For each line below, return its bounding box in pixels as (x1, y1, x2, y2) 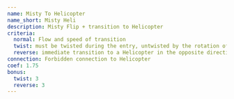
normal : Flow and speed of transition (13, 36, 127, 43)
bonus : (7, 68, 26, 75)
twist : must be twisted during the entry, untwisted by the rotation (13, 43, 219, 49)
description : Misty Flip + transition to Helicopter (7, 23, 164, 30)
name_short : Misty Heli (7, 17, 77, 24)
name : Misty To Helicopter (7, 10, 86, 17)
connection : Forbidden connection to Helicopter (7, 56, 151, 63)
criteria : (7, 29, 36, 37)
